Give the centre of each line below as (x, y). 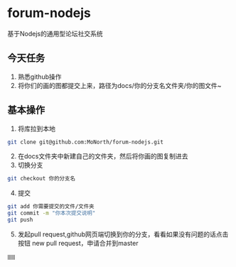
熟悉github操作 (39, 77)
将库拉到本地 (36, 129)
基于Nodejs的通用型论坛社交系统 (55, 33)
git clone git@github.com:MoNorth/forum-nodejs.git (85, 142)
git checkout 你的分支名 (42, 179)
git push (20, 220)
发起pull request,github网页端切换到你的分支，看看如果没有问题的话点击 (123, 234)
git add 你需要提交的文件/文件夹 (51, 207)
